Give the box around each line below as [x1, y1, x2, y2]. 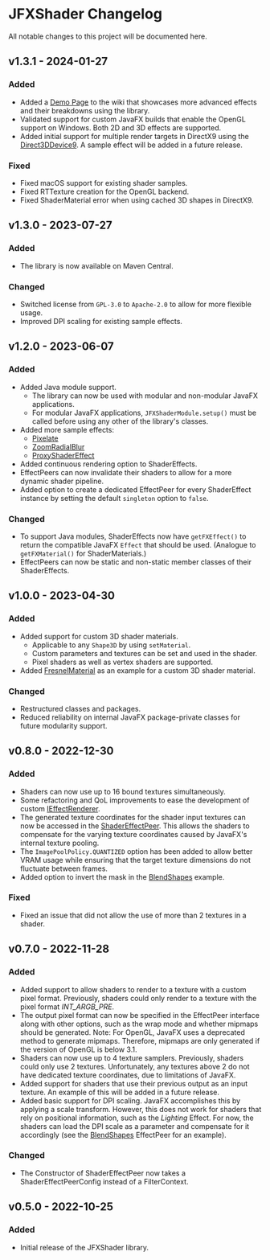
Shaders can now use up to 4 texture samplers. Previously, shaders [19, 1053, 243, 1062]
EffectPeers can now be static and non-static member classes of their [19, 556, 252, 567]
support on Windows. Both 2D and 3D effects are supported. [19, 122, 222, 133]
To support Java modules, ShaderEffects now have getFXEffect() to [19, 531, 247, 541]
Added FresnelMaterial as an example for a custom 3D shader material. [19, 665, 256, 675]
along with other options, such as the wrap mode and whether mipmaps [19, 1019, 259, 1028]
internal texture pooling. [19, 838, 100, 848]
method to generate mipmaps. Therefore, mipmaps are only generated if [19, 1036, 260, 1045]
